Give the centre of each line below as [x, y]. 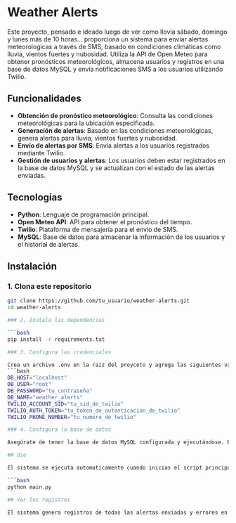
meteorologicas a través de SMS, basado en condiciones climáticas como [114, 46]
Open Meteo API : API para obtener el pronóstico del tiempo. [105, 221]
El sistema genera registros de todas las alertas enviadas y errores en [118, 512]
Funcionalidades [45, 99]
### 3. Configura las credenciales [59, 352]
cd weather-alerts [34, 308]
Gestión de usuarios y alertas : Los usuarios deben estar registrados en [122, 160]
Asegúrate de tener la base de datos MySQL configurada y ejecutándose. [116, 443]
